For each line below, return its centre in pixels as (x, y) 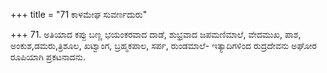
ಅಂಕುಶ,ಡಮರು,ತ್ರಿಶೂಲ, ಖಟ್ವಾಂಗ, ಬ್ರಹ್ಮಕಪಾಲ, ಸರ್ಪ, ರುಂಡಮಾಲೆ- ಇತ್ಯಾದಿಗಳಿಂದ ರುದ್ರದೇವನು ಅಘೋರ (163, 45)
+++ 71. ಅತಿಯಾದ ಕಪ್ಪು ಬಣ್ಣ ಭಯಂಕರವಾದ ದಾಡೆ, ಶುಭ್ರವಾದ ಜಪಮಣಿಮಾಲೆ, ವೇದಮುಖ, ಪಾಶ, (156, 34)
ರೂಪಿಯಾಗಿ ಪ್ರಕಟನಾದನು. (48, 57)
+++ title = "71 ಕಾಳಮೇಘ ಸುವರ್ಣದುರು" (79, 14)
